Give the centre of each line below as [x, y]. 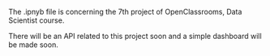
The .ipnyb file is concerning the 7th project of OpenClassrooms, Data [125, 12]
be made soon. [33, 45]
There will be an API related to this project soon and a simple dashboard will [135, 36]
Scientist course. [36, 20]
